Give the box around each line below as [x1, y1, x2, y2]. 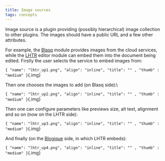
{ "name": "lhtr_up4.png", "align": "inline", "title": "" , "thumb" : [5, 145, 159, 150]
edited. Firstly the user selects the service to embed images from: [5, 57, 143, 63]
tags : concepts [5, 12, 37, 17]
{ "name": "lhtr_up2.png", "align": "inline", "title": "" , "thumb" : [5, 91, 159, 96]
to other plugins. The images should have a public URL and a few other [5, 31, 153, 38]
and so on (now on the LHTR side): [5, 111, 78, 117]
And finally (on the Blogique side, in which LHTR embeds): [5, 135, 127, 141]
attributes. [5, 37, 27, 43]
